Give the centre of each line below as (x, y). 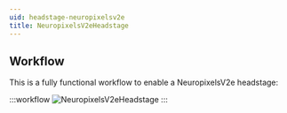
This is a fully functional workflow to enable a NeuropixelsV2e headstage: (144, 83)
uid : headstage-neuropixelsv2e (67, 17)
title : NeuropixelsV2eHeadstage (69, 26)
